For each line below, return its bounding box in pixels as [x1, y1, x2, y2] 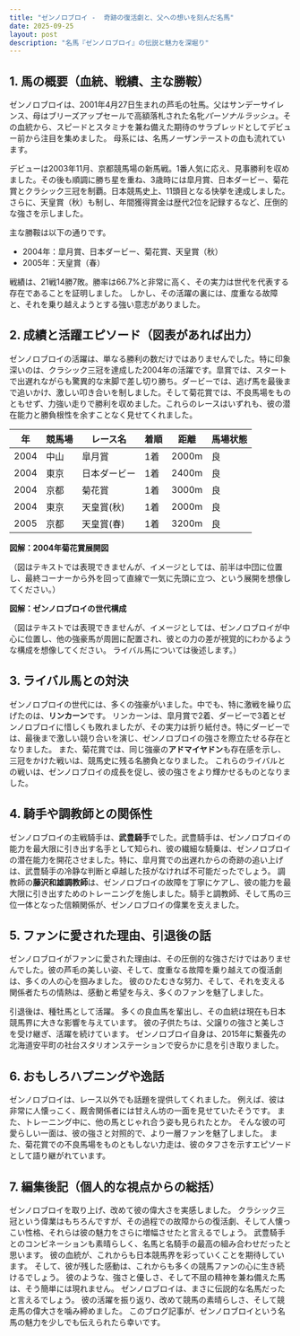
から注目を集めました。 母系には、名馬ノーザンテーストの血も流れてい [24, 133, 286, 144]
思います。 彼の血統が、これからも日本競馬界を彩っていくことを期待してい [9, 1249, 285, 1260]
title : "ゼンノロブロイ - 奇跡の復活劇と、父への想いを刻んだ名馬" [9, 13, 235, 22]
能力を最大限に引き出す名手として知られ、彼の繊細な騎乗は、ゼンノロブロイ [9, 843, 292, 854]
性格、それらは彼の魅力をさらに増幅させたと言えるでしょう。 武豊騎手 [24, 1226, 286, 1237]
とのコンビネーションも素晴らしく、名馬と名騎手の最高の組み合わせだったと [9, 1238, 292, 1249]
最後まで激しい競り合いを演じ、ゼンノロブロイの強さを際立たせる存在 [24, 733, 284, 743]
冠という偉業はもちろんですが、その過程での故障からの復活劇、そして [9, 1216, 268, 1226]
